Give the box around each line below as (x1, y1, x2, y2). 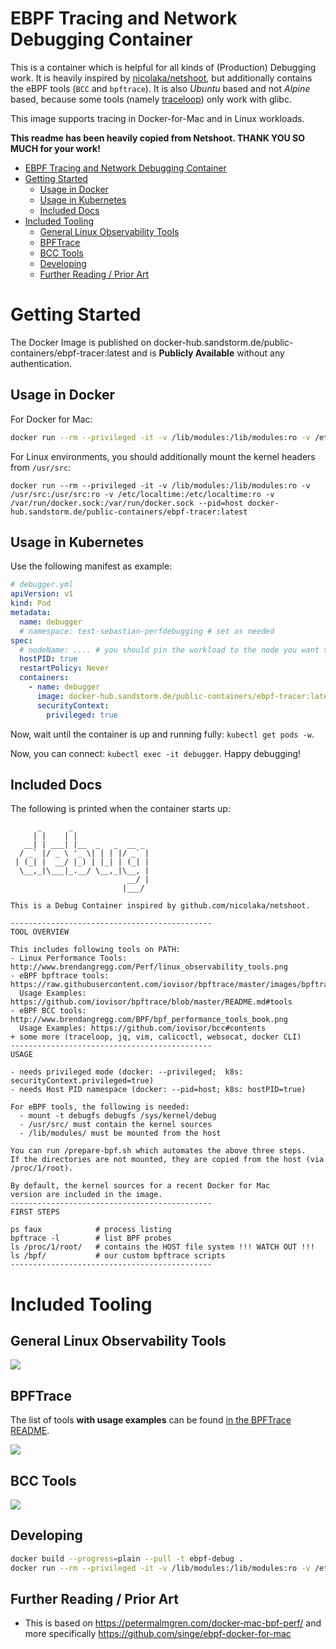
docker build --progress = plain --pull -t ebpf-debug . (10, 1553, 244, 1564)
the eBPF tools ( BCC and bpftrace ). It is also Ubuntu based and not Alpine (10, 82, 311, 94)
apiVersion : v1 (10, 589, 74, 599)
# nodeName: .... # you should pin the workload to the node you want (19, 645, 320, 655)
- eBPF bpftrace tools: (10, 971, 110, 981)
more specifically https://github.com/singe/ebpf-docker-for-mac (24, 1628, 292, 1640)
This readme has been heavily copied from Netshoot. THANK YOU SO (10, 132, 305, 144)
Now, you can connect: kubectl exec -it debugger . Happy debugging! (10, 747, 302, 759)
